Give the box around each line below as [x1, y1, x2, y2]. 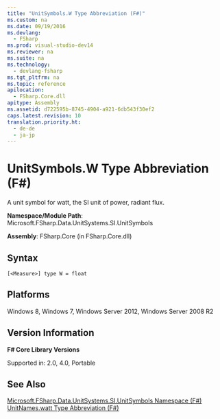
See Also [7, 378, 46, 390]
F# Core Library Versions [7, 345, 80, 354]
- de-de [13, 125, 36, 132]
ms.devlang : [7, 29, 41, 36]
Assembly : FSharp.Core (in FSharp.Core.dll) [7, 232, 132, 240]
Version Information [7, 327, 95, 339]
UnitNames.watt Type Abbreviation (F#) [7, 404, 119, 412]
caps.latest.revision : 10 [7, 112, 81, 119]
